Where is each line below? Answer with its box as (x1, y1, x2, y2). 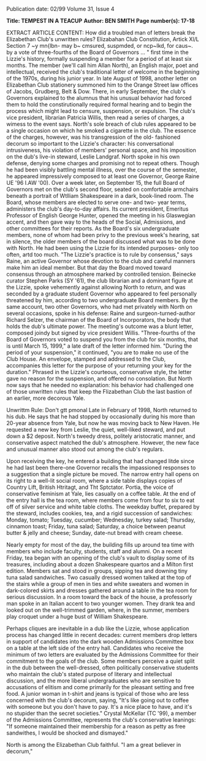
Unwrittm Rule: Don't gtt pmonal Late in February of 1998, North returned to (6, 407, 197, 413)
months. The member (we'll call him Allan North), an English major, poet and (6, 61, 199, 69)
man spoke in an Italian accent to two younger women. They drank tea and (6, 600, 195, 607)
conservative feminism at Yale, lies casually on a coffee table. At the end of (6, 490, 196, 497)
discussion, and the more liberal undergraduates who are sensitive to (6, 677, 181, 684)
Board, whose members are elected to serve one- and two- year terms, (6, 199, 187, 206)
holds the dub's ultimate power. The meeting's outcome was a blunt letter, (6, 322, 194, 330)
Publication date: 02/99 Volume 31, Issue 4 (6, 6, 115, 12)
